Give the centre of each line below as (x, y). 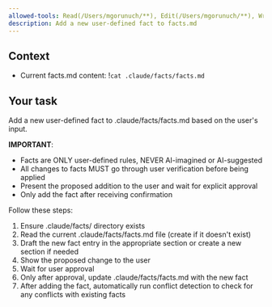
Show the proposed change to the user (85, 260)
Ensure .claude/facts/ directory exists (83, 226)
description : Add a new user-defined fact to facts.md (103, 23)
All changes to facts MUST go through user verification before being (134, 169)
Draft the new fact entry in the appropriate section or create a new (131, 243)
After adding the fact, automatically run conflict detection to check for (136, 286)
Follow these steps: (40, 210)
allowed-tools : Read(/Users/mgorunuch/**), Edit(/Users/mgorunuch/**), (132, 16)
